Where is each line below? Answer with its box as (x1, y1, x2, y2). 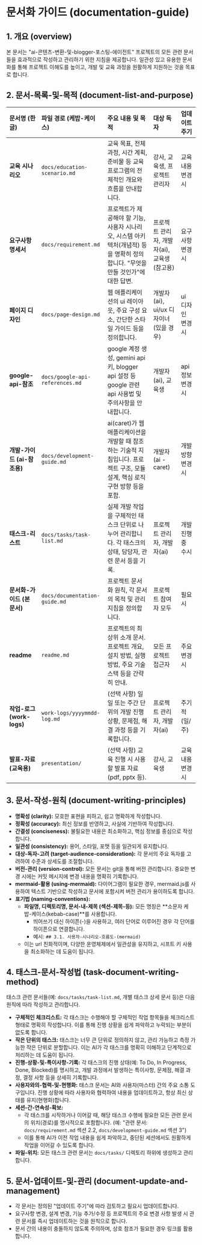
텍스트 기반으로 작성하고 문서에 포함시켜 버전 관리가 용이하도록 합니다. (31, 888, 195, 895)
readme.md (41, 651, 70, 659)
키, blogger (107, 362, 138, 370)
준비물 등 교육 (107, 157, 144, 165)
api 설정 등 (107, 371, 136, 380)
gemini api (116, 353, 145, 361)
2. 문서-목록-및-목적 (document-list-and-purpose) (6, 90, 194, 100)
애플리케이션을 (107, 428, 147, 436)
